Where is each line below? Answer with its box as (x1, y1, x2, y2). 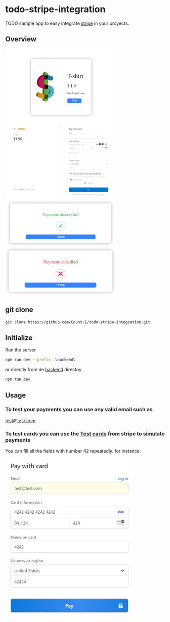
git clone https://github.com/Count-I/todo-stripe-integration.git (5, 320, 151, 325)
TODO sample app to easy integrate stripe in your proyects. (5, 20, 130, 26)
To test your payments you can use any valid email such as (5, 406, 153, 413)
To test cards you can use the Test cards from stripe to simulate (5, 430, 165, 437)
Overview (5, 35, 37, 43)
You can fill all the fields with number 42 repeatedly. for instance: (5, 448, 141, 454)
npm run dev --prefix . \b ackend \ (5, 358, 76, 363)
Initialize (5, 333, 33, 342)
